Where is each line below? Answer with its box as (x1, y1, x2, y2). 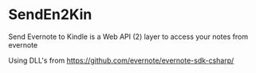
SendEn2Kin (8, 6, 93, 24)
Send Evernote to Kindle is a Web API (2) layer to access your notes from (8, 32, 249, 41)
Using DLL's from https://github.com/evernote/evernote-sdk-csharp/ (8, 56, 234, 65)
